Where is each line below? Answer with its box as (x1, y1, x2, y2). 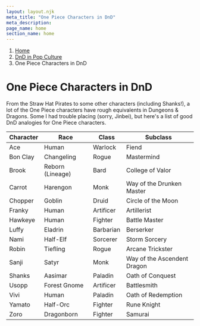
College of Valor (126, 166, 171, 175)
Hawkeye (9, 216, 36, 224)
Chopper (9, 197, 34, 205)
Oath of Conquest (126, 271, 176, 280)
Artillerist (126, 206, 152, 214)
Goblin (43, 197, 62, 205)
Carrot (9, 183, 27, 192)
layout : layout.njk (6, 8, 55, 15)
